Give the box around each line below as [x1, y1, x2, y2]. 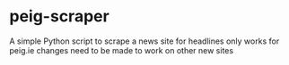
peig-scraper [9, 6, 109, 27]
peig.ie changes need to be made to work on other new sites [9, 45, 234, 55]
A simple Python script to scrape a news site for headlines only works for [9, 36, 280, 46]
